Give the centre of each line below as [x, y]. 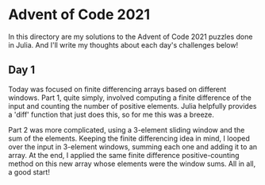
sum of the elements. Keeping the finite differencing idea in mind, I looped [129, 138]
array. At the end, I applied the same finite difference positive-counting [124, 155]
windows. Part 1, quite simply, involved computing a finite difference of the [130, 98]
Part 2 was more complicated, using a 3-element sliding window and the [127, 129]
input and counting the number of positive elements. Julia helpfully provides [132, 106]
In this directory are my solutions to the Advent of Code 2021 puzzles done [131, 37]
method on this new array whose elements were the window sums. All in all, [132, 164]
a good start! [29, 172]
